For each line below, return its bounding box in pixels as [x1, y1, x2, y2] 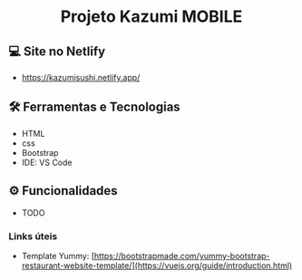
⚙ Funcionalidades [8, 183, 119, 198]
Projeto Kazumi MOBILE [60, 6, 243, 27]
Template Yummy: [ [21, 250, 95, 261]
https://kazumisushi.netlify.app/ [21, 72, 141, 82]
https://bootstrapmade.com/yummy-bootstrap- [93, 250, 270, 261]
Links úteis [8, 229, 58, 242]
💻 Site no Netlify [8, 43, 106, 59]
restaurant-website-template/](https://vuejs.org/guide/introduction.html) [21, 260, 293, 271]
